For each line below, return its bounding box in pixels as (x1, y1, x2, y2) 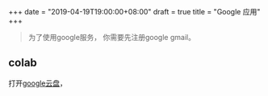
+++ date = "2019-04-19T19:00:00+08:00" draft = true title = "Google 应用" (8, 7, 261, 16)
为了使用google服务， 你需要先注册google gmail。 (27, 33, 196, 42)
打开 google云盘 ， (8, 78, 67, 88)
